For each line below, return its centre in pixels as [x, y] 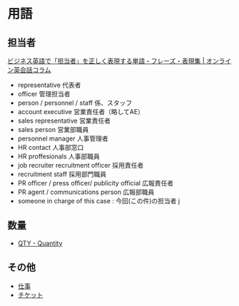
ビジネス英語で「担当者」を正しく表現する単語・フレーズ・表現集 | [106, 61]
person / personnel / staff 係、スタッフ [75, 103]
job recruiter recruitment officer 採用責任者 [81, 165]
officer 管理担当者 [44, 94]
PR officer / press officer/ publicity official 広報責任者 [96, 183]
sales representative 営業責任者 [64, 121]
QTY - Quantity [40, 243]
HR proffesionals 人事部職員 [59, 156]
